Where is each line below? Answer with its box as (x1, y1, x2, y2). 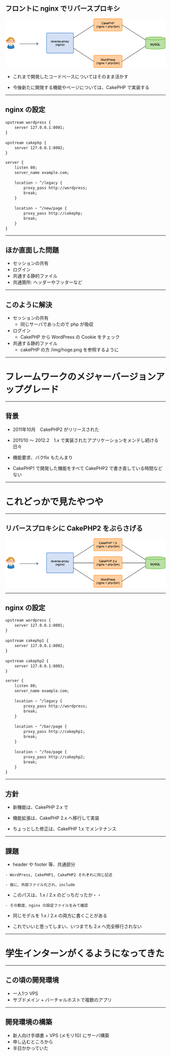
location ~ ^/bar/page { (14, 724, 67, 729)
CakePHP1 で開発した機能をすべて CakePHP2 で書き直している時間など (12, 465, 163, 471)
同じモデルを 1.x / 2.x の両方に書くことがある (12, 912, 108, 919)
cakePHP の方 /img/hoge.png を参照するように (20, 347, 119, 353)
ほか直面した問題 (5, 246, 59, 254)
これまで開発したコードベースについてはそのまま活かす (12, 73, 129, 79)
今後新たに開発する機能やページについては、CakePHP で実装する (12, 84, 150, 90)
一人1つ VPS (12, 990, 39, 996)
